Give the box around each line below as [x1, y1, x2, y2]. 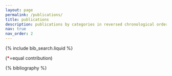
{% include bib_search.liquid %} [5, 45, 73, 51]
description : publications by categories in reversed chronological [5, 21, 155, 27]
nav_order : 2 [5, 31, 33, 36]
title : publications [5, 17, 50, 22]
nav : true [5, 27, 27, 32]
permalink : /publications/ [5, 12, 63, 17]
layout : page [5, 7, 33, 13]
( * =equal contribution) [5, 55, 53, 61]
